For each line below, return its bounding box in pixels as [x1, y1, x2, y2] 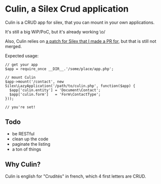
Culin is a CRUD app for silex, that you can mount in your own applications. [5, 19, 155, 25]
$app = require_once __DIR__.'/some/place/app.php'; [5, 67, 114, 71]
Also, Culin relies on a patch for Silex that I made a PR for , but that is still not [5, 38, 157, 44]
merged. [5, 43, 22, 49]
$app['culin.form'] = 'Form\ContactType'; [9, 92, 101, 97]
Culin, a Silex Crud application [5, 3, 129, 15]
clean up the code [12, 136, 48, 142]
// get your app [5, 62, 38, 67]
